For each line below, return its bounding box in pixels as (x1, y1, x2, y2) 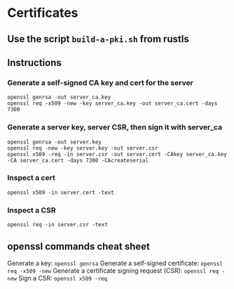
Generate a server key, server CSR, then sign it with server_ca (7, 122, 223, 132)
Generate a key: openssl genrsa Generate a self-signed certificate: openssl (7, 259, 223, 267)
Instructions (7, 56, 62, 68)
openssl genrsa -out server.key (7, 139, 102, 146)
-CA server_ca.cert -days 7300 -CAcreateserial (7, 157, 149, 164)
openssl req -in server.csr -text (7, 221, 109, 229)
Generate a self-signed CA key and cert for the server (7, 77, 194, 87)
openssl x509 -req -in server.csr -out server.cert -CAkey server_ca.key (7, 150, 228, 158)
